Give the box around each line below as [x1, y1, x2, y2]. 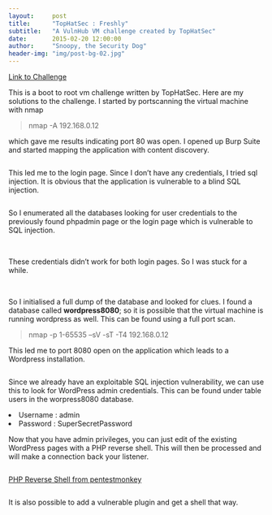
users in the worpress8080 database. [8, 395, 134, 404]
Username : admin [19, 410, 80, 419]
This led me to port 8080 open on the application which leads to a [8, 346, 229, 355]
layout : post [8, 11, 67, 20]
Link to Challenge [8, 72, 67, 81]
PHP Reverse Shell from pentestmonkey [8, 474, 142, 484]
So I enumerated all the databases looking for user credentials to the [8, 208, 238, 218]
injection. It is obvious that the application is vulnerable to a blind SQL [8, 176, 241, 186]
